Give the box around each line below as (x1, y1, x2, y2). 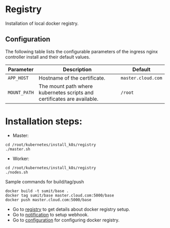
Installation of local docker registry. (5, 20, 79, 26)
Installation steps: (5, 116, 82, 127)
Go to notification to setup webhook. (12, 211, 89, 217)
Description (63, 66, 92, 73)
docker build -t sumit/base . (5, 188, 69, 194)
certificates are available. (38, 95, 99, 102)
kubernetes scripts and (38, 89, 94, 96)
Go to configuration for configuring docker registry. (12, 217, 120, 223)
